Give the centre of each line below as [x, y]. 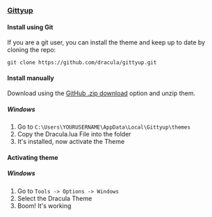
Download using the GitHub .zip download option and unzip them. [101, 93]
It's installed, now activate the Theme [71, 142]
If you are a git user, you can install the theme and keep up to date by [106, 42]
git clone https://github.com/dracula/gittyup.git [82, 63]
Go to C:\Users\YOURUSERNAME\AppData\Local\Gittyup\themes [104, 127]
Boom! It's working [44, 206]
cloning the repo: [32, 50]
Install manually [31, 78]
